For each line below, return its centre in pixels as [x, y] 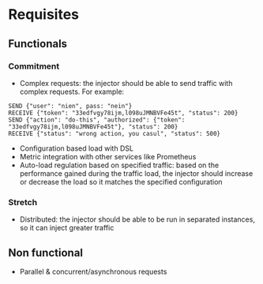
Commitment [34, 66]
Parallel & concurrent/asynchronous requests [93, 271]
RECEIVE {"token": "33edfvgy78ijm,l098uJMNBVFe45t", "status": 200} [123, 113]
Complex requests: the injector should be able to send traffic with [126, 83]
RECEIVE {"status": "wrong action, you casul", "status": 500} [115, 133]
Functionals [38, 44]
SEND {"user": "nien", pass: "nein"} [70, 106]
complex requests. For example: [72, 92]
